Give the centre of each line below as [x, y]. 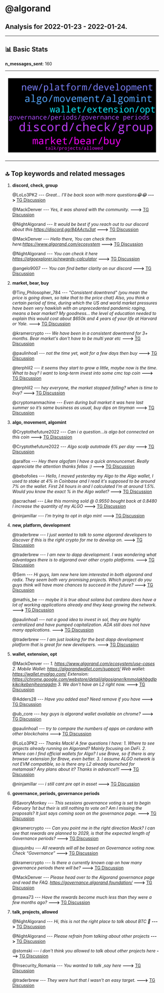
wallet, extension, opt [34, 654]
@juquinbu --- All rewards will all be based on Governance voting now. [83, 848]
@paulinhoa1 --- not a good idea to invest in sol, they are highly [76, 620]
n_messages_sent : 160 [29, 64]
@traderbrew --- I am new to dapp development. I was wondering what [84, 555]
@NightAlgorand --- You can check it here [55, 254]
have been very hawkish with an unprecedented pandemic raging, [79, 308]
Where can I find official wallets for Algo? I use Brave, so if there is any [83, 754]
